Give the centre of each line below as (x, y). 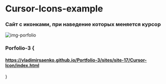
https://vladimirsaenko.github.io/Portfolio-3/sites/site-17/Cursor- (76, 60)
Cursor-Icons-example (54, 9)
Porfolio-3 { (20, 48)
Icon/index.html (22, 65)
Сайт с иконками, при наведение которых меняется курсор (83, 24)
